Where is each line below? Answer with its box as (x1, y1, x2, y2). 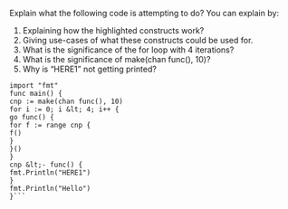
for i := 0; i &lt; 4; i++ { (9, 105, 120, 114)
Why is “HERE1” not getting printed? (22, 63, 157, 74)
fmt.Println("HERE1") (9, 168, 91, 177)
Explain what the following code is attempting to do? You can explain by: (9, 8, 279, 18)
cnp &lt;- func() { (9, 160, 83, 169)
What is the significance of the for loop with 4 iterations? (22, 44, 235, 55)
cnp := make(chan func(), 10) (9, 97, 124, 106)
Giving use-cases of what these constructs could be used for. (22, 35, 254, 45)
